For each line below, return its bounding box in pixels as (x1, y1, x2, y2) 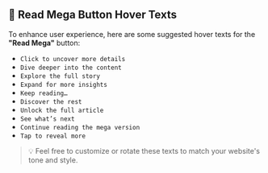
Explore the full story (19, 72, 101, 80)
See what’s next (19, 114, 75, 123)
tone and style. (27, 154, 78, 165)
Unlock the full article (19, 106, 104, 114)
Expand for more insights (19, 80, 107, 89)
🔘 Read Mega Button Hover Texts (8, 8, 178, 22)
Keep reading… (19, 89, 68, 97)
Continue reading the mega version (19, 123, 140, 131)
